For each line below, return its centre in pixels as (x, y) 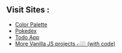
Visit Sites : (28, 10)
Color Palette (31, 24)
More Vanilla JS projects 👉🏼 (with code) (65, 43)
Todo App (27, 37)
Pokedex (26, 31)
